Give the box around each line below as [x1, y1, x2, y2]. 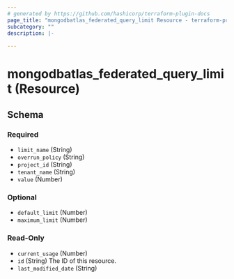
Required [7, 130, 39, 139]
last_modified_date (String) [17, 264, 97, 272]
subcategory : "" [7, 23, 54, 30]
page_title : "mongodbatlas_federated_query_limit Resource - [7, 17, 189, 24]
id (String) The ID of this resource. [17, 256, 117, 265]
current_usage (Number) [17, 249, 88, 257]
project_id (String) [17, 160, 72, 168]
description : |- [7, 29, 54, 37]
